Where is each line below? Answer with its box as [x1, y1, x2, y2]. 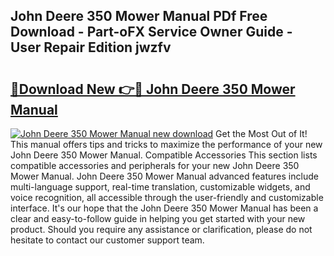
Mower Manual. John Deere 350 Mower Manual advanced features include [10, 170, 319, 182]
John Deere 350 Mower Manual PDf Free [10, 8, 268, 25]
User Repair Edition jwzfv [10, 39, 172, 56]
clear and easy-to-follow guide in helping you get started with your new [10, 213, 306, 224]
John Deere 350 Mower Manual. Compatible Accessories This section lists [10, 149, 318, 161]
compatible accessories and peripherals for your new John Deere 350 [10, 160, 300, 171]
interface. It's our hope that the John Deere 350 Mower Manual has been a [10, 202, 319, 214]
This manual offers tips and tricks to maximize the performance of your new [10, 139, 323, 150]
